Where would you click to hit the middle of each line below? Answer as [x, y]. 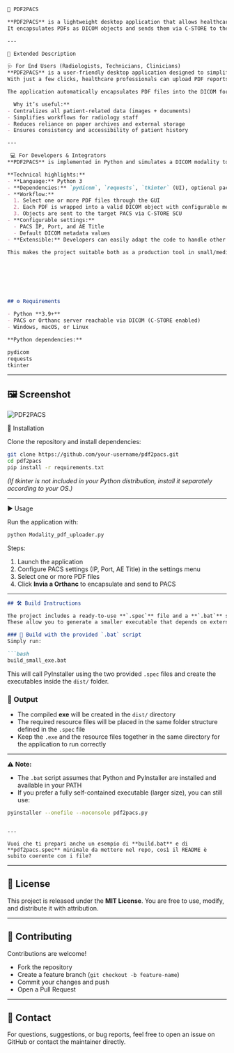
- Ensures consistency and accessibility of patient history [98, 131]
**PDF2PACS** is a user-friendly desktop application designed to [106, 73]
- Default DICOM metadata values [62, 233]
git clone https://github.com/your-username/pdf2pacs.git [93, 455]
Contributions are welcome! [47, 953]
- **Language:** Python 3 [45, 181]
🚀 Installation [26, 428]
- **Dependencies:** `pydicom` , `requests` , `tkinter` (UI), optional [112, 188]
